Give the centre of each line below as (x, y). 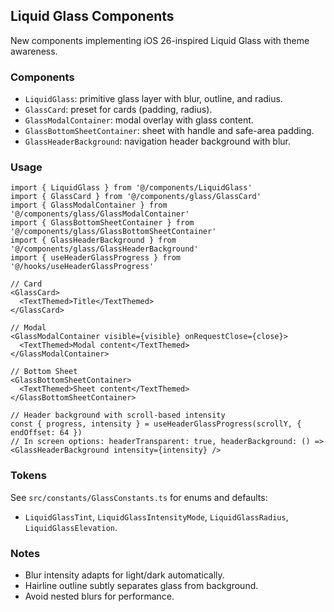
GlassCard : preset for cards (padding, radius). (118, 110)
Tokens (28, 476)
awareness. (34, 51)
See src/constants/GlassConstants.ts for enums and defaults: (139, 497)
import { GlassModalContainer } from (89, 205)
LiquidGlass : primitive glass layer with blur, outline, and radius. (153, 99)
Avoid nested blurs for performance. (99, 596)
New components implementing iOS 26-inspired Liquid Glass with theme (160, 40)
